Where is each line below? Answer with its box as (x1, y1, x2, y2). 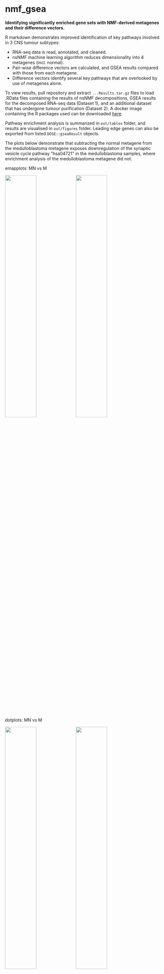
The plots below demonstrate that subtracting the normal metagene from (5, 140, 152, 146)
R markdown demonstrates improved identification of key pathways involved (5, 34, 160, 40)
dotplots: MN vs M (5, 717, 43, 723)
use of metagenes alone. (12, 80, 63, 86)
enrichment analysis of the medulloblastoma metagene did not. (5, 155, 132, 161)
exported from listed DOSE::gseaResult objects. (5, 130, 100, 136)
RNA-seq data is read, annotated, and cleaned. (12, 49, 107, 55)
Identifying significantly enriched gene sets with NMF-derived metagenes (5, 20, 160, 26)
